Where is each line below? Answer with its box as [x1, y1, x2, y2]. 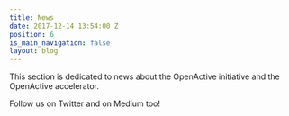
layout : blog [9, 47, 59, 56]
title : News [9, 13, 54, 22]
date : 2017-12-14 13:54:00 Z [9, 22, 119, 31]
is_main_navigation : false [9, 38, 111, 48]
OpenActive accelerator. [9, 81, 100, 92]
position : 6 [9, 30, 54, 39]
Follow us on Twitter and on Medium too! [9, 98, 160, 109]
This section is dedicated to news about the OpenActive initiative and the [9, 71, 281, 82]
